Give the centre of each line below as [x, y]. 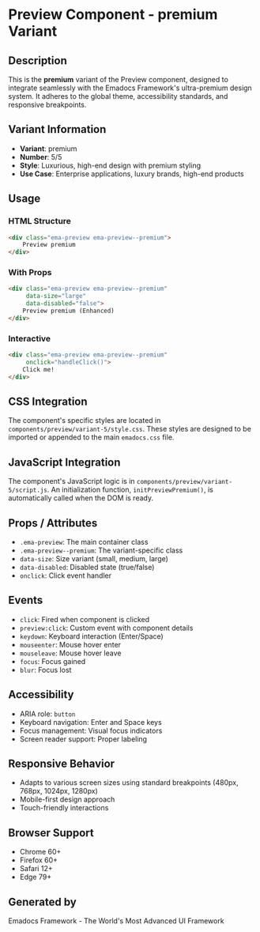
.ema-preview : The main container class [84, 542]
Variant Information [57, 129]
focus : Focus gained [53, 661]
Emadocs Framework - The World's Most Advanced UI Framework [116, 921]
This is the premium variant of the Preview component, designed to [119, 79]
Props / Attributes [53, 523]
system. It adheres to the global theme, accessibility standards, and [118, 96]
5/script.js [28, 491]
